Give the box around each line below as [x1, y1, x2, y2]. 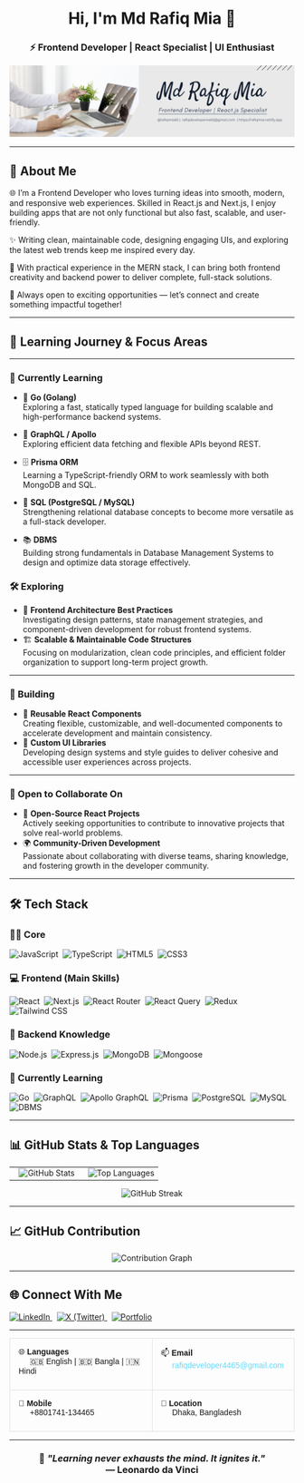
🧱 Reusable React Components [22, 708, 142, 719]
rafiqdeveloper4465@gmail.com [171, 1360, 285, 1371]
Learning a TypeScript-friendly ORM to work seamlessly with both [22, 470, 270, 481]
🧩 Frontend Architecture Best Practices [22, 604, 174, 615]
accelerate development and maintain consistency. [22, 727, 213, 738]
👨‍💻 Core [9, 928, 46, 941]
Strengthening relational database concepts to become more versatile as [22, 507, 294, 518]
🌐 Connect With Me [9, 1287, 123, 1303]
